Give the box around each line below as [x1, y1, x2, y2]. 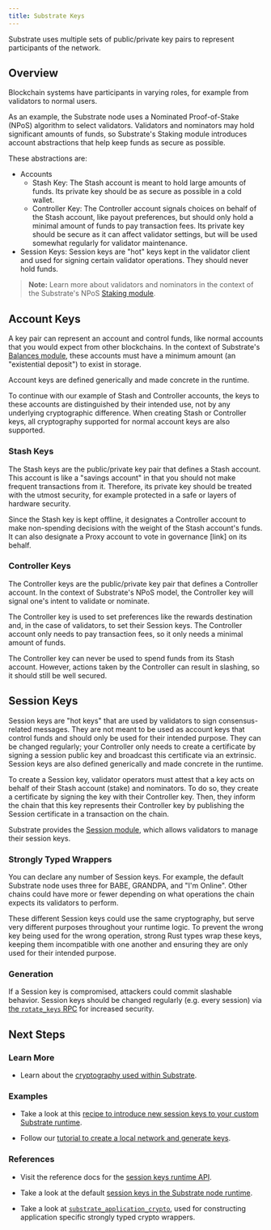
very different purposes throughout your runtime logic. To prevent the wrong [8, 922, 264, 931]
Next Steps [8, 1027, 66, 1041]
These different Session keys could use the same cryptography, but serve [8, 914, 255, 923]
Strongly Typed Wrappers [8, 854, 112, 865]
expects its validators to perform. [8, 897, 119, 907]
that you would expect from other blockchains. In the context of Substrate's [8, 342, 260, 352]
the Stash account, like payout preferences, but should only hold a [32, 213, 254, 222]
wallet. [32, 196, 55, 205]
